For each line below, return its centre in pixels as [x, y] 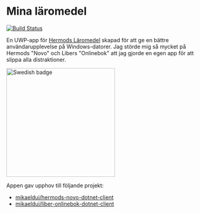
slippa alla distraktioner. [36, 59]
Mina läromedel [46, 11]
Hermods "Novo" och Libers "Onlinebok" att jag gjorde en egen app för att [100, 53]
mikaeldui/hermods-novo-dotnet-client [65, 197]
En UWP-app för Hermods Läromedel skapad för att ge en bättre [88, 40]
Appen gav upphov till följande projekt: [55, 185]
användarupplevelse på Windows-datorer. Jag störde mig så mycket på [96, 47]
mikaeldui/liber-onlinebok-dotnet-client [65, 204]
